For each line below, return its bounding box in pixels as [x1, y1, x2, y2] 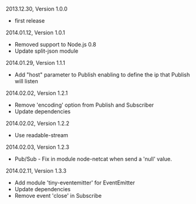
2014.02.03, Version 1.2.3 [5, 143, 70, 151]
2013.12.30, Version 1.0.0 [5, 6, 68, 12]
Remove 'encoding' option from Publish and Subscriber [14, 101, 154, 108]
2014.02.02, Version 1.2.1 [5, 89, 68, 97]
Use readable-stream [14, 132, 68, 138]
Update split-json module [14, 47, 79, 55]
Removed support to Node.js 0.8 [14, 41, 96, 48]
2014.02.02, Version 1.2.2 [5, 119, 70, 127]
